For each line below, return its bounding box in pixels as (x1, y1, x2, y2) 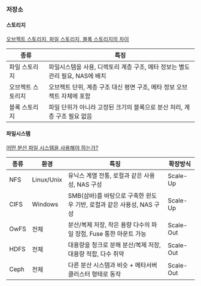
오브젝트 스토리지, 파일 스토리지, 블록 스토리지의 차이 (6, 36, 129, 43)
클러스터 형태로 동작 (68, 270, 121, 278)
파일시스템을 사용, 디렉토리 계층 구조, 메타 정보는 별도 (48, 63, 190, 71)
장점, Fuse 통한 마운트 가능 (75, 230, 147, 238)
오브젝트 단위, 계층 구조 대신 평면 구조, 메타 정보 (48, 83, 175, 91)
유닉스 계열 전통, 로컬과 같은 (68, 171, 142, 180)
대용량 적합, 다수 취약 (68, 250, 124, 258)
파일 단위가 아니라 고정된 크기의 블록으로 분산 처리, (48, 103, 183, 112)
